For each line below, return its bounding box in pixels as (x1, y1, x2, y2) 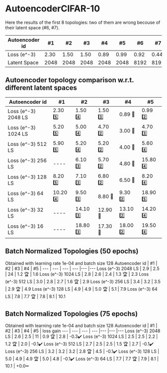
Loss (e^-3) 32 (7, 206, 44, 213)
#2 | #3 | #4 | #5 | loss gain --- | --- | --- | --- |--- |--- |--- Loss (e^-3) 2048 (5, 328, 161, 334)
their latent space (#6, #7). (5, 24, 60, 30)
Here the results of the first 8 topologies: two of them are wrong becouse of (5, 19, 161, 25)
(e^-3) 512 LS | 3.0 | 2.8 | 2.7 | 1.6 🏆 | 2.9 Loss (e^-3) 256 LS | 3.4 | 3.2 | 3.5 (5, 278, 161, 284)
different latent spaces (5, 84, 77, 92)
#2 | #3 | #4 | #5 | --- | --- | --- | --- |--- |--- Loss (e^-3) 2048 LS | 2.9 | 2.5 (5, 265, 160, 271)
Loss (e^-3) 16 (7, 223, 44, 230)
